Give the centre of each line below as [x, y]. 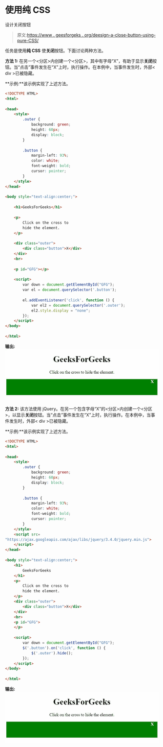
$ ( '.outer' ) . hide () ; [52, 653]
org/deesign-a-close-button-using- [120, 35]
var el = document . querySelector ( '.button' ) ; [70, 290]
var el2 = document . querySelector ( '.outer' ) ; [78, 305]
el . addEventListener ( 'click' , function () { [69, 300]
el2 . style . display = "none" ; [61, 311]
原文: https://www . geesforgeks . [50, 35]
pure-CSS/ [28, 40]
